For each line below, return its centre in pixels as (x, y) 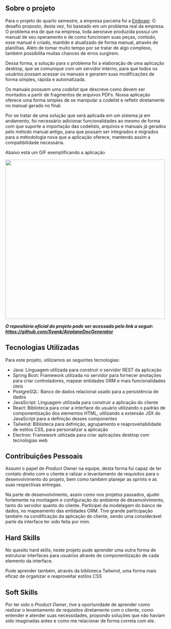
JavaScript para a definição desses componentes (65, 418)
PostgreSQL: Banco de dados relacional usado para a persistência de (86, 391)
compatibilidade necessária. (35, 142)
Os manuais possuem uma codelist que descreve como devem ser (75, 89)
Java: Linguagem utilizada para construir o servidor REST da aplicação (87, 370)
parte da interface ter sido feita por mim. (48, 522)
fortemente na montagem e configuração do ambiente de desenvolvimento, (85, 500)
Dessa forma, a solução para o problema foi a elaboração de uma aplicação (85, 63)
